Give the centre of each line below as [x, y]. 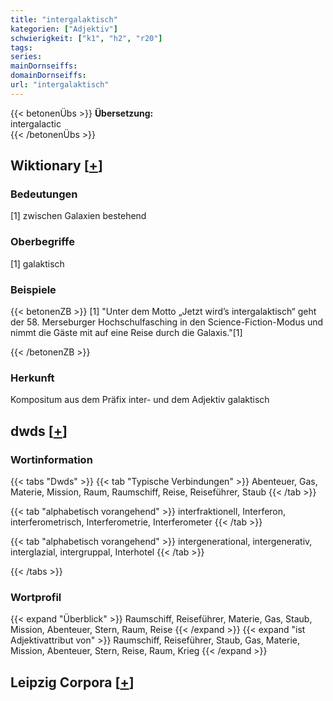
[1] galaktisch [37, 263]
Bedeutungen [44, 194]
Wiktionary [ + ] [56, 166]
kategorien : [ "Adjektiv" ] [64, 29]
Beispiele [33, 289]
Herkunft [32, 378]
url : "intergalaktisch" [60, 85]
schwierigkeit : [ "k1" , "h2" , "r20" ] [86, 38]
